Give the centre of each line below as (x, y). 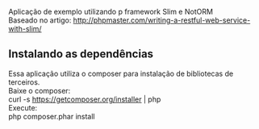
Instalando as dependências (81, 54)
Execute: (23, 107)
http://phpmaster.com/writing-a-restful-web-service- (162, 20)
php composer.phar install (52, 116)
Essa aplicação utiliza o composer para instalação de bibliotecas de (121, 73)
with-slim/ (25, 29)
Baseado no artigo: (40, 20)
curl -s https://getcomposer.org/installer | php (85, 99)
